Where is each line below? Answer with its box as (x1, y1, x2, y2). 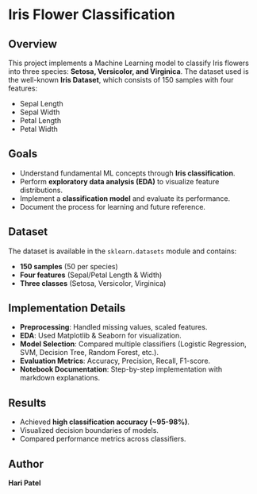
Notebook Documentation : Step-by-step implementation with (19, 365, 223, 374)
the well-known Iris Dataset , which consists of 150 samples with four (8, 75, 234, 84)
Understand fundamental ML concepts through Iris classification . (19, 168, 236, 178)
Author (8, 457, 44, 470)
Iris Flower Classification (8, 6, 176, 24)
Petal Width (19, 125, 58, 133)
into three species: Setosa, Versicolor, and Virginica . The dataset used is (8, 67, 249, 76)
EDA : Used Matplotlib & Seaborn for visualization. (19, 331, 182, 341)
